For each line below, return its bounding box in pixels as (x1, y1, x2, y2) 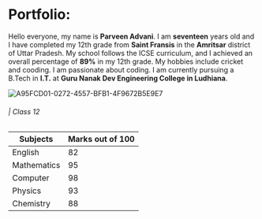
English (12, 147, 39, 158)
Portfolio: (8, 6, 71, 24)
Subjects (19, 134, 54, 145)
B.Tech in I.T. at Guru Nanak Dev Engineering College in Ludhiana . (8, 73, 228, 83)
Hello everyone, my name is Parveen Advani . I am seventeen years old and (8, 32, 255, 41)
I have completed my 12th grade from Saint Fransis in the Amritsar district (8, 39, 251, 49)
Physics (12, 185, 42, 196)
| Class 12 (8, 106, 40, 116)
